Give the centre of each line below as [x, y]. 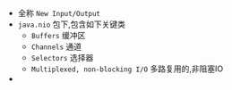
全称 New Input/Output [59, 13]
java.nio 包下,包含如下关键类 [72, 24]
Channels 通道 [56, 46]
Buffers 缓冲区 [58, 35]
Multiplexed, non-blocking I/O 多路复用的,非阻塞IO [127, 69]
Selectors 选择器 [62, 57]
